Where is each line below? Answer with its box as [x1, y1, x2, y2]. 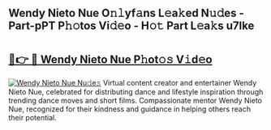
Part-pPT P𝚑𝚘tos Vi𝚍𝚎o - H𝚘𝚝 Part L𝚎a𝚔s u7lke [8, 19, 255, 33]
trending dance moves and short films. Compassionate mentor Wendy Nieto [8, 96, 262, 105]
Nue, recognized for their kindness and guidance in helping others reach [8, 104, 252, 114]
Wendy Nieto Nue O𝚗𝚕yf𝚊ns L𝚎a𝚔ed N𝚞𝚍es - [8, 6, 245, 20]
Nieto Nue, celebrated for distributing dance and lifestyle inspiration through [8, 87, 264, 96]
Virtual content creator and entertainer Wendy [102, 78, 257, 87]
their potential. [8, 113, 57, 122]
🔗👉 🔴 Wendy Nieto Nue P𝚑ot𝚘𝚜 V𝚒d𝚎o [8, 52, 213, 66]
